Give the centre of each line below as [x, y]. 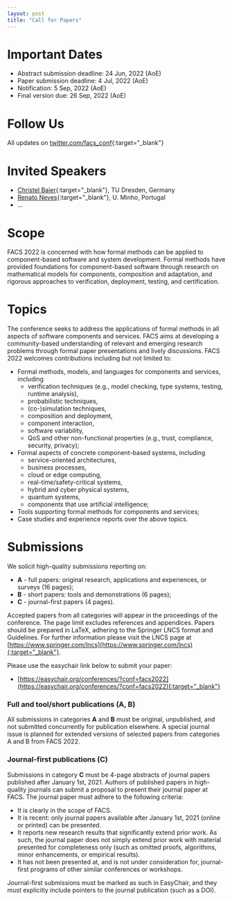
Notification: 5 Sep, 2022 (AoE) [62, 88]
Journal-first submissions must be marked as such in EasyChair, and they [112, 882]
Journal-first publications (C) [58, 760]
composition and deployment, [70, 416]
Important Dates [55, 54]
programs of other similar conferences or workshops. [106, 869]
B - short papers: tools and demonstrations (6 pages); [94, 594]
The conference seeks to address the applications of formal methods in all [113, 329]
